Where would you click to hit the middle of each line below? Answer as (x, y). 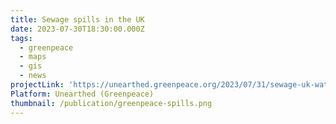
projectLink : (37, 85)
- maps (33, 57)
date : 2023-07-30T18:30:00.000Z (77, 29)
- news (33, 76)
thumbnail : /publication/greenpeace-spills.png (111, 103)
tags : (21, 38)
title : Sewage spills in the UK (77, 19)
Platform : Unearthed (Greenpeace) (82, 94)
